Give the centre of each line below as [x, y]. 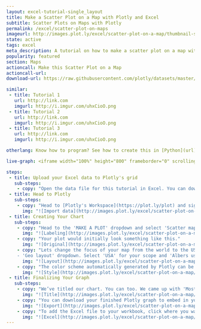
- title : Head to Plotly [39, 194]
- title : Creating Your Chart [46, 216]
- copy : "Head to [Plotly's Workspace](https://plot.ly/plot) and [101, 206]
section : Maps [24, 62]
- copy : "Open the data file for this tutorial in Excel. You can [101, 189]
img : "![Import [41, 211]
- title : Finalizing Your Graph [49, 278]
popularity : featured [33, 56]
